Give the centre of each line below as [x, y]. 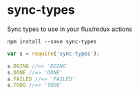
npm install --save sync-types [52, 41]
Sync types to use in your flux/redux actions [70, 29]
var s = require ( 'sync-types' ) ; [53, 54]
